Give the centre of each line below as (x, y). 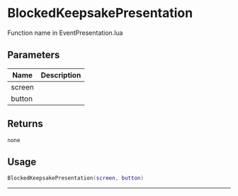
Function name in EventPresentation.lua (65, 33)
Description (61, 75)
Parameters (34, 55)
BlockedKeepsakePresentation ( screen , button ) (75, 178)
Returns (25, 124)
